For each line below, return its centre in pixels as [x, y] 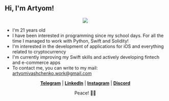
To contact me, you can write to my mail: [55, 68]
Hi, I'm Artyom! [30, 8]
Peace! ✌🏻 [85, 93]
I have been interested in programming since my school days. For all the [88, 36]
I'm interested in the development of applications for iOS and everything [88, 46]
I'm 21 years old [29, 30]
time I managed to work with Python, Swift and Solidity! [70, 41]
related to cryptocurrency [39, 52]
